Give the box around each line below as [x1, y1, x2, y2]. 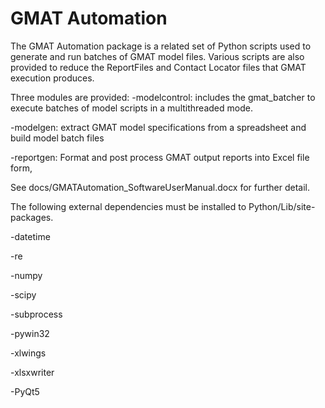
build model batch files [10, 132, 105, 144]
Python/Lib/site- [248, 200, 316, 212]
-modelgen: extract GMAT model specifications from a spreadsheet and [10, 121, 307, 133]
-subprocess [10, 308, 63, 320]
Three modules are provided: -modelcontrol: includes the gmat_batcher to [10, 91, 316, 103]
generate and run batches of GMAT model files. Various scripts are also [10, 50, 305, 62]
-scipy [10, 288, 37, 301]
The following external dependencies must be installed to [10, 200, 247, 212]
